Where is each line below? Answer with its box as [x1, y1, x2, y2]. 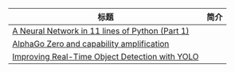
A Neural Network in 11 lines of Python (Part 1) [12, 25, 190, 36]
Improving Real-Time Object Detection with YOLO [12, 51, 199, 62]
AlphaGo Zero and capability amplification [12, 39, 170, 49]
